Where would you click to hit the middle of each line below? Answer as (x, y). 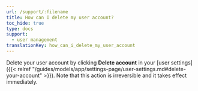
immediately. (22, 81)
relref (24, 69)
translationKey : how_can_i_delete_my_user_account (71, 46)
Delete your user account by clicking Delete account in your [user (88, 62)
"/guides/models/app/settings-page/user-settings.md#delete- (109, 69)
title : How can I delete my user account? (60, 17)
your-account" (24, 75)
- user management (35, 40)
